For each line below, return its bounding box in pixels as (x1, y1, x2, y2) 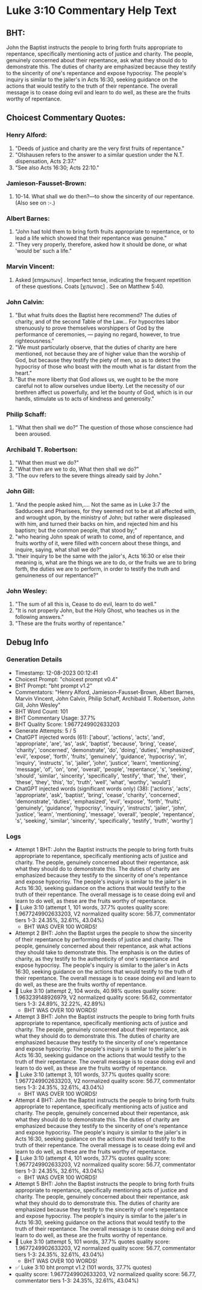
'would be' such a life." (14, 247, 72, 255)
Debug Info (6, 637, 49, 647)
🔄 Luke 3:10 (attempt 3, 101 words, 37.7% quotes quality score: (14, 1071, 171, 1078)
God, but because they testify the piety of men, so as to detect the (14, 356, 181, 364)
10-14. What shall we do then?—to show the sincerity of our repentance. (14, 192, 195, 200)
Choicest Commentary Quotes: (6, 113, 126, 123)
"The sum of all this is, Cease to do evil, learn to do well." (14, 600, 157, 608)
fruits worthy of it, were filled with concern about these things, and (14, 539, 181, 546)
